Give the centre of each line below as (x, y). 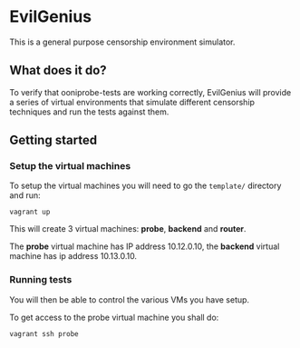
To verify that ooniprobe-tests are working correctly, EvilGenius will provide (150, 92)
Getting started (53, 140)
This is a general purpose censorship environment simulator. (122, 42)
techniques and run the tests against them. (89, 112)
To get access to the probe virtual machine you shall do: (114, 317)
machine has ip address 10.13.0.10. (73, 256)
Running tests (41, 280)
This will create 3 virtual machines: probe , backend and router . (128, 229)
